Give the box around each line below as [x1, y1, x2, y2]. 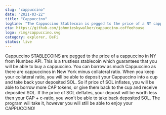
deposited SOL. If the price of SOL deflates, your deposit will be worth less [5, 89, 157, 95]
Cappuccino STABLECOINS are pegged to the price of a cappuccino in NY [5, 53, 157, 59]
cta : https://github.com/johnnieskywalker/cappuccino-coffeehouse [5, 26, 145, 31]
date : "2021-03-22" [5, 12, 45, 17]
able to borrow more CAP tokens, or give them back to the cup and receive [5, 84, 158, 90]
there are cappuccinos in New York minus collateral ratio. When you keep [5, 69, 155, 75]
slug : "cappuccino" [5, 7, 45, 12]
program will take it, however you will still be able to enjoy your [5, 100, 133, 106]
